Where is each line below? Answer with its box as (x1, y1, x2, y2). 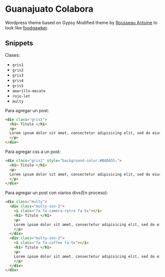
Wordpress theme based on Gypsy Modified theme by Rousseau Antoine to (5, 20, 158, 25)
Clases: (5, 52, 21, 58)
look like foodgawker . (5, 25, 49, 30)
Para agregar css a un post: (5, 149, 61, 154)
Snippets (5, 39, 33, 48)
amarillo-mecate (12, 88, 46, 94)
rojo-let (12, 94, 30, 99)
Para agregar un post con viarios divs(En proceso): (5, 190, 108, 196)
